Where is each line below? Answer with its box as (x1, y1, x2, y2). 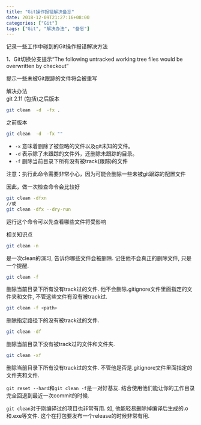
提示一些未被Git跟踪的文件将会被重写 (6, 75, 98, 82)
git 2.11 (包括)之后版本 (6, 95, 60, 102)
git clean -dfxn (6, 195, 47, 201)
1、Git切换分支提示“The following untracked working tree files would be (6, 55, 183, 63)
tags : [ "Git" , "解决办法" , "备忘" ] (6, 25, 90, 32)
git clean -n (6, 243, 39, 249)
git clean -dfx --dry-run (6, 206, 71, 212)
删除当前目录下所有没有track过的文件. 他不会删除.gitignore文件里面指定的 (6, 285, 187, 293)
